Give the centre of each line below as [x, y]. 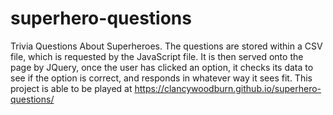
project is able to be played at [71, 88]
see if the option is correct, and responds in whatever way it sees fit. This [161, 78]
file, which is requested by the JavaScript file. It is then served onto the [157, 56]
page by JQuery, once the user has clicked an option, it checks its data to [162, 67]
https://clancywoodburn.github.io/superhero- [228, 88]
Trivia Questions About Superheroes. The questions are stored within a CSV [166, 46]
